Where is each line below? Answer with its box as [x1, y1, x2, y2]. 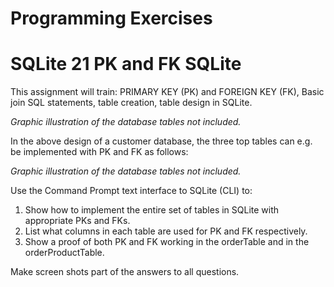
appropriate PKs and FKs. [24, 215, 131, 227]
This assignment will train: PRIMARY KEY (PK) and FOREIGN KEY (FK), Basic [10, 86, 325, 98]
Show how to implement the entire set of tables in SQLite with [24, 204, 280, 216]
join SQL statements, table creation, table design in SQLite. [10, 97, 253, 109]
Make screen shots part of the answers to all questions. [10, 266, 240, 278]
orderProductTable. [24, 247, 105, 259]
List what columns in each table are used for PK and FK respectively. [24, 225, 308, 237]
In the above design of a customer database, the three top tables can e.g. [10, 135, 313, 147]
